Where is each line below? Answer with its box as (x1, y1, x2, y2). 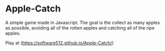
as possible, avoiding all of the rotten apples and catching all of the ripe (5, 24, 155, 30)
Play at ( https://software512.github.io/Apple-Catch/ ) (5, 39, 114, 45)
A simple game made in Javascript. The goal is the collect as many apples (5, 19, 160, 25)
